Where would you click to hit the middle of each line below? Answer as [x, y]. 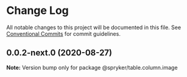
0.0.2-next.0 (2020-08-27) [59, 53]
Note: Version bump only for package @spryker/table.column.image [92, 67]
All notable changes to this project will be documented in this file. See [94, 27]
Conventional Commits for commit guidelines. [63, 33]
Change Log [37, 11]
